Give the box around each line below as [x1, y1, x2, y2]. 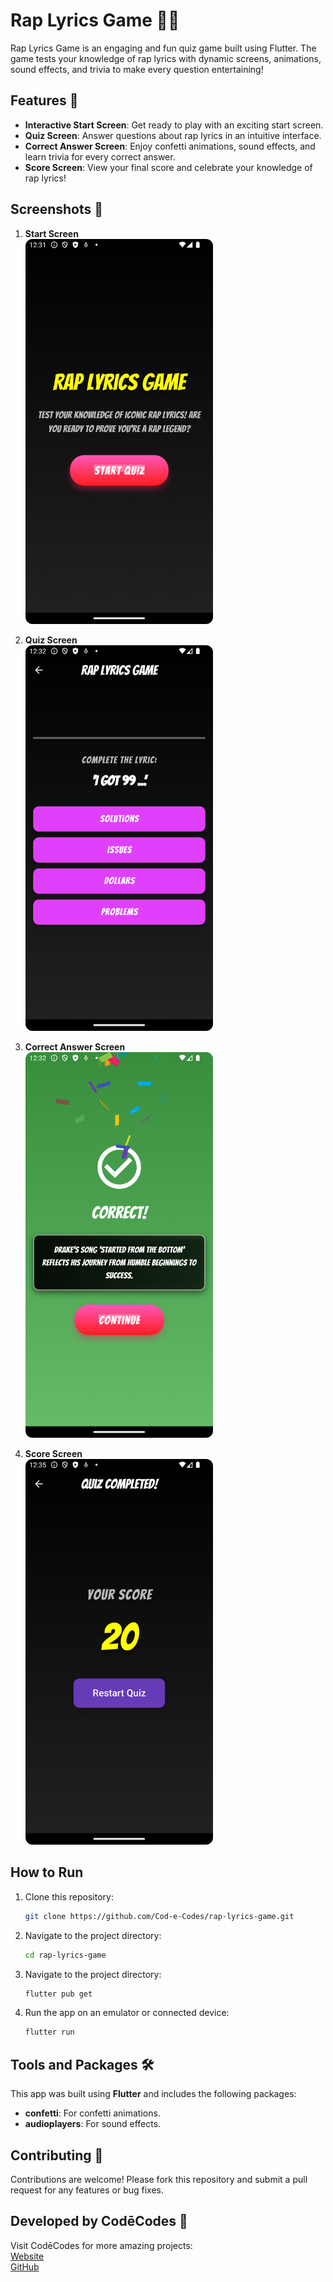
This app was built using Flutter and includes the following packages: [10, 2088, 297, 2100]
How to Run [10, 1864, 84, 1881]
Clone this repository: [24, 1890, 114, 1903]
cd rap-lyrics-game [24, 1950, 107, 1960]
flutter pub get [24, 1989, 93, 1999]
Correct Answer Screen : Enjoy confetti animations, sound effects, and [24, 140, 316, 152]
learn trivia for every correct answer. [24, 150, 176, 163]
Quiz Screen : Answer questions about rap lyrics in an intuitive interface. [24, 129, 322, 141]
